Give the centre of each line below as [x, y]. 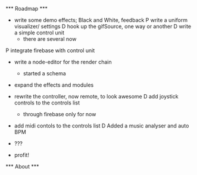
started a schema [44, 73]
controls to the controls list [47, 103]
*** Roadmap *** [27, 9]
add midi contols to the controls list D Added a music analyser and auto [101, 126]
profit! [21, 155]
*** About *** [22, 166]
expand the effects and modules [54, 85]
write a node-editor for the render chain [63, 62]
